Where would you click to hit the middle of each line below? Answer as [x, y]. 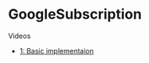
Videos [20, 36]
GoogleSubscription [75, 14]
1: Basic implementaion [56, 51]
